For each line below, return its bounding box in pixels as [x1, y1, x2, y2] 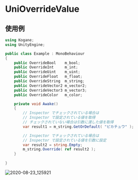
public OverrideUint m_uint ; [14, 70, 80, 74]
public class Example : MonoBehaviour [5, 51, 85, 56]
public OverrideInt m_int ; [14, 65, 78, 70]
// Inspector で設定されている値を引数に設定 [23, 138, 107, 143]
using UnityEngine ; [5, 42, 45, 47]
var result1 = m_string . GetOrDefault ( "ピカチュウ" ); [23, 124, 134, 129]
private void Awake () [14, 101, 58, 107]
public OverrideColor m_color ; [14, 92, 83, 97]
